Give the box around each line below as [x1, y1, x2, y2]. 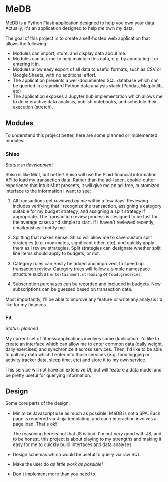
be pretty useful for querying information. [5, 372, 92, 378]
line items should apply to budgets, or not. [12, 250, 100, 256]
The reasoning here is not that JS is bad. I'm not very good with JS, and [12, 431, 162, 437]
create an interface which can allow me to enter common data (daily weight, [5, 341, 163, 347]
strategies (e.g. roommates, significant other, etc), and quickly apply [12, 240, 155, 246]
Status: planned [5, 325, 39, 332]
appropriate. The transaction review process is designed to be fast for [12, 214, 158, 220]
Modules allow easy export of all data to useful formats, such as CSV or [12, 66, 162, 72]
